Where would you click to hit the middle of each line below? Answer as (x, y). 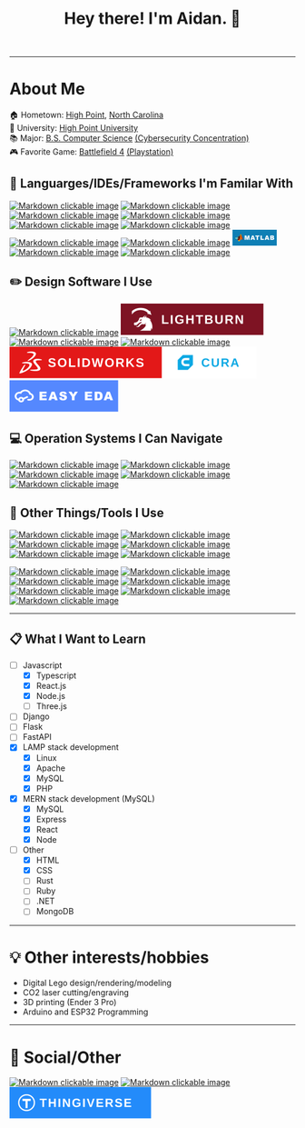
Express (51, 819)
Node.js (51, 696)
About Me (47, 89)
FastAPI (37, 737)
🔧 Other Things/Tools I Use (87, 513)
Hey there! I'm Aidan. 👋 (152, 19)
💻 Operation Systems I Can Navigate (116, 439)
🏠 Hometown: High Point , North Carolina (87, 115)
